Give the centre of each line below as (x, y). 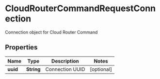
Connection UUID (65, 69)
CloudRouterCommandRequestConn (80, 8)
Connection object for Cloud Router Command (51, 32)
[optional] (101, 69)
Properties (21, 47)
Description (65, 61)
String (33, 69)
